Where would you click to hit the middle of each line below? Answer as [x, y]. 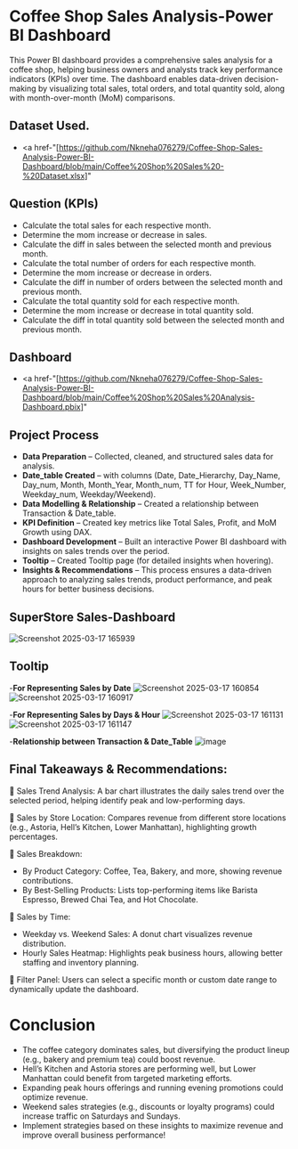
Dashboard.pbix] [53, 407]
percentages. [33, 836]
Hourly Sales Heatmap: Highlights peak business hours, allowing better [152, 953]
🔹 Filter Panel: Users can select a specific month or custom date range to [143, 979]
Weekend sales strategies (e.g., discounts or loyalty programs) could [148, 1106]
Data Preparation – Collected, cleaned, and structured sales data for [148, 457]
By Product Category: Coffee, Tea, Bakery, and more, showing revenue [152, 871]
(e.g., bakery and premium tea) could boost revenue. [119, 1059]
